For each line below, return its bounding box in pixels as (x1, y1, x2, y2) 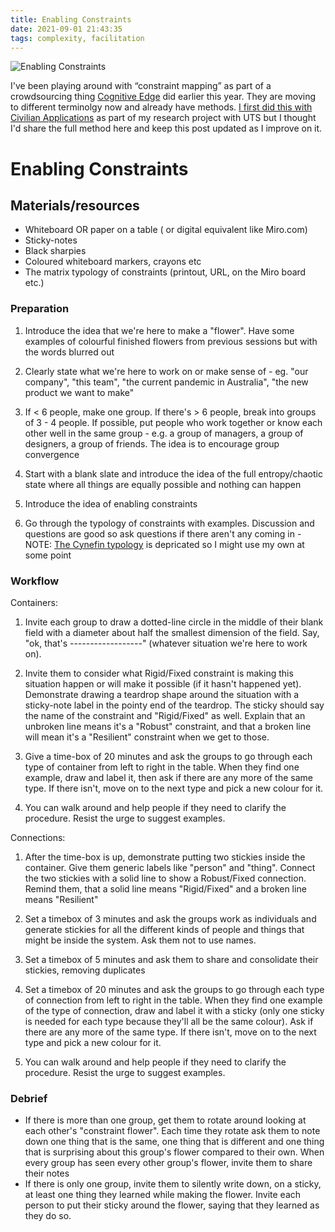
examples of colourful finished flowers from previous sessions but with (24, 335, 318, 347)
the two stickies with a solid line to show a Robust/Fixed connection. (24, 872, 307, 884)
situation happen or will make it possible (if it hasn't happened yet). (24, 677, 302, 690)
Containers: (10, 596, 58, 608)
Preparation (10, 302, 70, 316)
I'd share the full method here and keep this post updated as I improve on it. (10, 122, 323, 135)
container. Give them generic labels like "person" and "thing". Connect (24, 861, 316, 873)
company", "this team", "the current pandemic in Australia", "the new (24, 376, 309, 388)
